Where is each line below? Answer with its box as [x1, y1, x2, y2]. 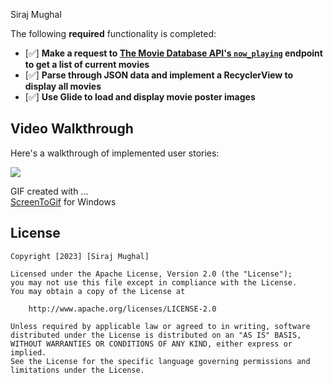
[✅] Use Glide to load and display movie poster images [24, 91, 256, 103]
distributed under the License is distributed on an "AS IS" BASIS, [10, 330, 302, 340]
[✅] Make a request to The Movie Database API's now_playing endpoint [24, 47, 323, 59]
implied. [10, 347, 47, 358]
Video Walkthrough [10, 120, 134, 138]
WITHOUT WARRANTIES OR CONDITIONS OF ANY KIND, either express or [10, 339, 293, 349]
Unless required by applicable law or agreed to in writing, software [10, 321, 311, 331]
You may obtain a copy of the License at [10, 286, 186, 296]
